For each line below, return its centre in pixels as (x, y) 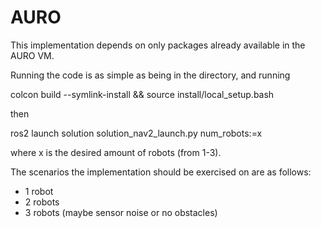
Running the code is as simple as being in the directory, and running (150, 75)
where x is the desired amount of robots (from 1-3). (116, 152)
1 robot (39, 191)
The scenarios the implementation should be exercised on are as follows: (161, 172)
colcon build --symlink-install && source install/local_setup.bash (142, 94)
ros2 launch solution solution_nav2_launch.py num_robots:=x (136, 133)
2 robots (42, 202)
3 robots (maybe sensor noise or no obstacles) (121, 212)
